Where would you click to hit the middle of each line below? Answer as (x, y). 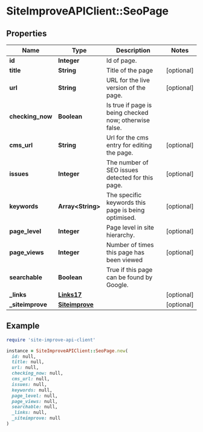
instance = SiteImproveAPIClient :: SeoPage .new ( (67, 351)
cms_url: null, (31, 379)
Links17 (70, 295)
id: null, (24, 356)
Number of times (130, 245)
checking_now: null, (37, 373)
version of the (126, 88)
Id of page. (121, 60)
